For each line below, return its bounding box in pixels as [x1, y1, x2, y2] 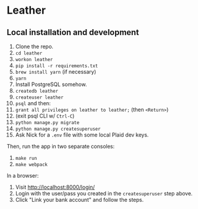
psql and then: [15, 100, 51, 107]
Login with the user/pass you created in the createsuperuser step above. [15, 190, 193, 197]
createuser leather [15, 94, 64, 100]
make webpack [15, 161, 48, 167]
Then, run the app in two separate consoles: [7, 143, 115, 150]
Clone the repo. [15, 43, 54, 50]
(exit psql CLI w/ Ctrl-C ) [15, 112, 75, 119]
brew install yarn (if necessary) [15, 68, 97, 75]
